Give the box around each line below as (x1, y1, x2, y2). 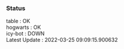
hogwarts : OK (6, 24, 41, 31)
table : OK (6, 18, 31, 25)
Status (6, 4, 25, 12)
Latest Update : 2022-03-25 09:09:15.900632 (6, 37, 118, 44)
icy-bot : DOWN (6, 30, 45, 37)
